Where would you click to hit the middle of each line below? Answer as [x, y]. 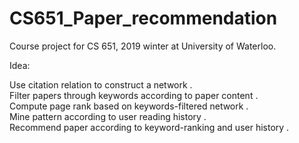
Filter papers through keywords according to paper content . [134, 95]
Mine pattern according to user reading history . [108, 116]
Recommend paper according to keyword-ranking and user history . [149, 127]
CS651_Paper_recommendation [143, 18]
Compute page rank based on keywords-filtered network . [129, 106]
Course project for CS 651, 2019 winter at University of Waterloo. [143, 46]
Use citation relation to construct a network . [101, 84]
